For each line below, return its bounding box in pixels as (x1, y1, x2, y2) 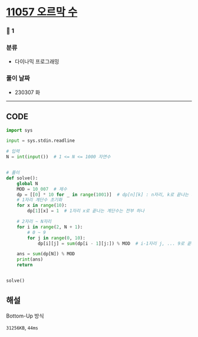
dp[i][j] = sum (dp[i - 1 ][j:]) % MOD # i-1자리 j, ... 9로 (37, 241, 184, 246)
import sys (6, 127, 33, 133)
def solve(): (6, 175, 38, 181)
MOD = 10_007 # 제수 (16, 186, 68, 192)
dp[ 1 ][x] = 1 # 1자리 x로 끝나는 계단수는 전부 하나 (27, 208, 145, 214)
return (16, 262, 33, 268)
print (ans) (16, 256, 44, 262)
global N (16, 181, 38, 186)
